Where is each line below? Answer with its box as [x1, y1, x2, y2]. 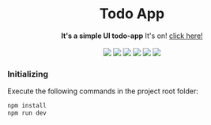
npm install [7, 102, 47, 110]
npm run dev [7, 109, 47, 117]
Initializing [7, 68, 49, 79]
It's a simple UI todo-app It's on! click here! [61, 31, 203, 40]
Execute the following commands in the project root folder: [7, 86, 198, 96]
